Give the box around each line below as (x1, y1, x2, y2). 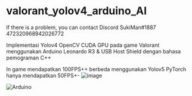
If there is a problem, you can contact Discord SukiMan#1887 (6, 24, 156, 31)
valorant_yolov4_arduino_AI (6, 4, 147, 18)
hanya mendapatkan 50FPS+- (6, 72, 80, 79)
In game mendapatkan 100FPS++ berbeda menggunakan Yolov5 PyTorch (6, 65, 187, 72)
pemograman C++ (6, 54, 52, 61)
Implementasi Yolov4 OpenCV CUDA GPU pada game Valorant (6, 41, 160, 49)
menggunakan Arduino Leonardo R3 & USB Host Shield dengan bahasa (6, 47, 181, 55)
